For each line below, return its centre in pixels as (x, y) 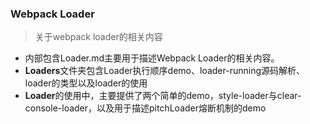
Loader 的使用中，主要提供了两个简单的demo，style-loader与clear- (163, 96)
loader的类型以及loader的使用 (86, 83)
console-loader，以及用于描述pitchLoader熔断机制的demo (145, 108)
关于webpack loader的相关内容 (98, 37)
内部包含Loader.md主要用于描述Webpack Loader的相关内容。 (152, 58)
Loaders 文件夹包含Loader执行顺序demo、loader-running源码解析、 (165, 71)
